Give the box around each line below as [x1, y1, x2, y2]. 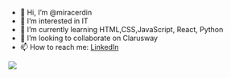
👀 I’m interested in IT [19, 16, 89, 26]
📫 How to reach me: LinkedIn [19, 43, 119, 51]
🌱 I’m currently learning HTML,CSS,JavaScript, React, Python [19, 25, 224, 34]
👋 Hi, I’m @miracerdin [19, 8, 93, 17]
